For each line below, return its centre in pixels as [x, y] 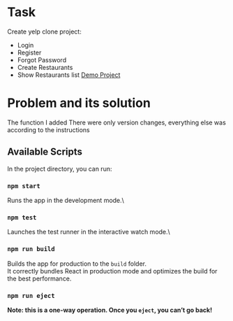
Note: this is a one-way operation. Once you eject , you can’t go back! [110, 310]
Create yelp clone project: [44, 31]
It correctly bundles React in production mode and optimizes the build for [112, 271]
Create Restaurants [45, 67]
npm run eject [31, 295]
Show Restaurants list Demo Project [69, 75]
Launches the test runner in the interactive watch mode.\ [89, 232]
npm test [22, 217]
